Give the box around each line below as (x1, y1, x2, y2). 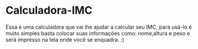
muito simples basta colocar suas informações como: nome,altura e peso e (5, 29, 190, 36)
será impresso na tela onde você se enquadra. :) (5, 36, 125, 43)
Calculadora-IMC (5, 4, 93, 17)
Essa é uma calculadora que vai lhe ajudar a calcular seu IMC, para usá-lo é (5, 23, 192, 30)
